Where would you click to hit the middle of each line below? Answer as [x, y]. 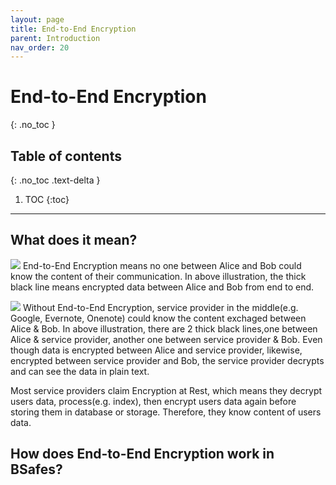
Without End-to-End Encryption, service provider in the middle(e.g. [160, 307]
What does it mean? [74, 240]
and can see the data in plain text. [80, 371]
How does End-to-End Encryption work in [142, 454]
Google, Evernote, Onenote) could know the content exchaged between [158, 318]
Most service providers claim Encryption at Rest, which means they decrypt [166, 390]
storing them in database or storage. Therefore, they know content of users [166, 412]
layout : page [37, 19]
